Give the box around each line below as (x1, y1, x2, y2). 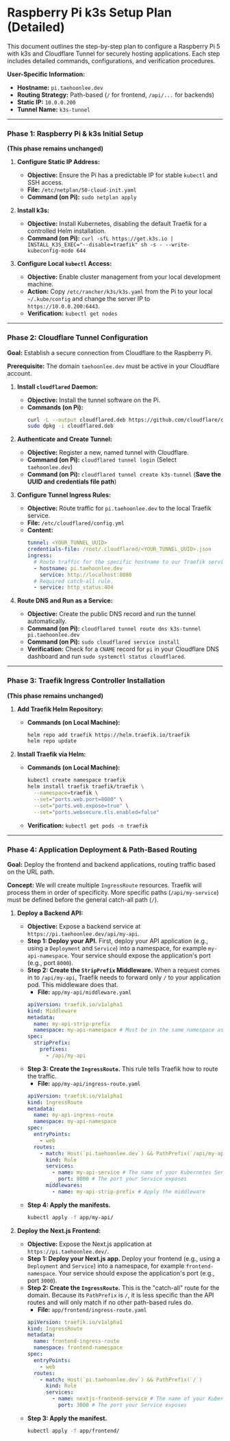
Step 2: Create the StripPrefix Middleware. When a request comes (27, 966, 220, 974)
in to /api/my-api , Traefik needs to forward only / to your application (27, 973, 221, 982)
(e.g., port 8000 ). (27, 958, 74, 966)
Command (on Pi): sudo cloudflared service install (27, 637, 180, 646)
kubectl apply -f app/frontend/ (27, 1427, 120, 1434)
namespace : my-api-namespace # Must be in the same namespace (33, 1027, 215, 1034)
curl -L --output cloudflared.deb (27, 416, 126, 423)
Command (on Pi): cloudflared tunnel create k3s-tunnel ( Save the (27, 470, 221, 479)
